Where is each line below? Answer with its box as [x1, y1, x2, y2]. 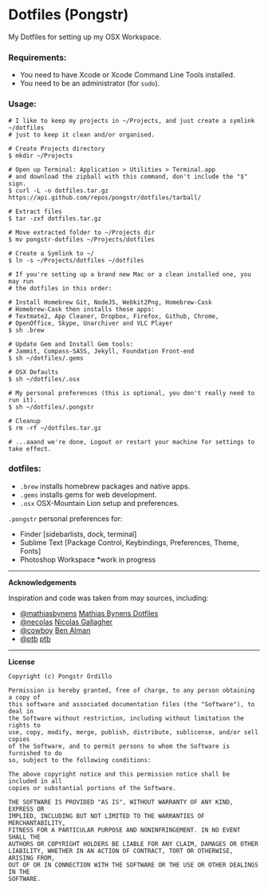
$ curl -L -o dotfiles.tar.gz [8, 186, 109, 195]
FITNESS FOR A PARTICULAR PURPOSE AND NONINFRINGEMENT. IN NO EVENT [8, 826, 241, 834]
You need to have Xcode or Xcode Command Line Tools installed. [19, 70, 235, 80]
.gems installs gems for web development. [19, 489, 157, 500]
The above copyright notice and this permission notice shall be [8, 770, 230, 778]
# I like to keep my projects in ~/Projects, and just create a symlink [8, 117, 255, 124]
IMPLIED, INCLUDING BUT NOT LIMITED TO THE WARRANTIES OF [8, 812, 205, 820]
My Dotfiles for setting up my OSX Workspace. [8, 32, 162, 41]
